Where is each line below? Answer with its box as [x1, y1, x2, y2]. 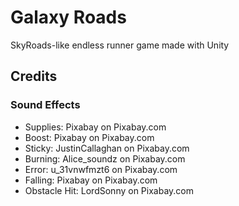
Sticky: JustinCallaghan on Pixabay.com [24, 142, 190, 154]
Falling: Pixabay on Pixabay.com [24, 174, 158, 186]
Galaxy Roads [10, 6, 127, 29]
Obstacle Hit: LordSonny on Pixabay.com [24, 184, 194, 196]
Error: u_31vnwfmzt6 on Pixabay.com [24, 163, 178, 175]
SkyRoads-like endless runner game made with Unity [10, 39, 230, 51]
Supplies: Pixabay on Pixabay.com [24, 121, 167, 133]
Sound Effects [10, 98, 81, 112]
